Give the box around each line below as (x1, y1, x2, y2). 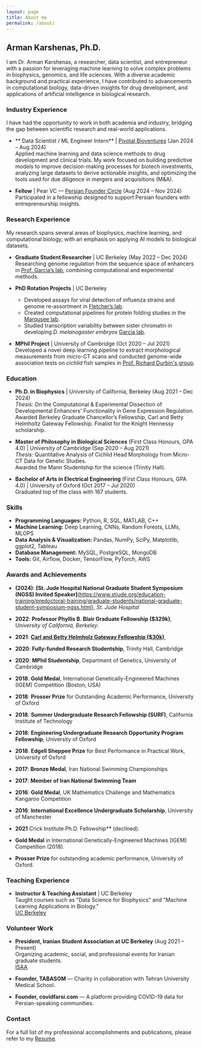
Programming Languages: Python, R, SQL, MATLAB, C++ (14, 517, 159, 524)
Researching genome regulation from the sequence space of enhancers (14, 260, 194, 267)
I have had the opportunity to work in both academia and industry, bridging (6, 119, 193, 127)
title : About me (6, 14, 47, 21)
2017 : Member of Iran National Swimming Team (14, 776, 137, 784)
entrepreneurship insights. (14, 200, 81, 208)
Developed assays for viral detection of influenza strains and (24, 296, 175, 303)
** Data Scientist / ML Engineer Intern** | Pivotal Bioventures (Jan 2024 (14, 137, 194, 145)
